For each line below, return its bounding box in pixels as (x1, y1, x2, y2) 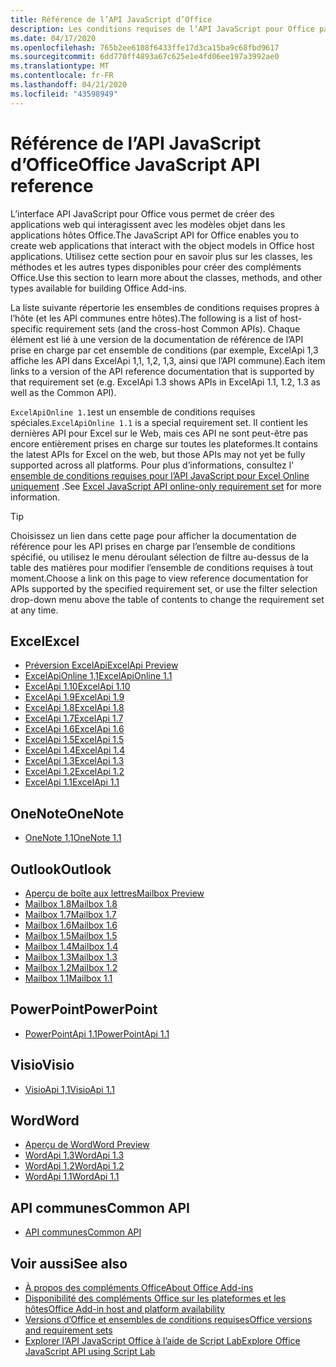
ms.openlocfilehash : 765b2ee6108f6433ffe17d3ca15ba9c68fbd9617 (10, 42, 280, 53)
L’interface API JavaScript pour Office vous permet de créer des (10, 207, 275, 220)
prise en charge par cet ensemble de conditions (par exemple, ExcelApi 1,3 (10, 344, 319, 356)
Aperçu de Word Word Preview (24, 1139, 150, 1151)
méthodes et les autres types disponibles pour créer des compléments (10, 261, 302, 273)
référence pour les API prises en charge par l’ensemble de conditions (10, 540, 296, 552)
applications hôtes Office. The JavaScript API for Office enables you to (10, 229, 300, 241)
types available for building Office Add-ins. (10, 282, 187, 294)
